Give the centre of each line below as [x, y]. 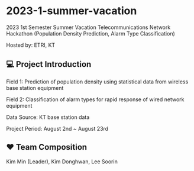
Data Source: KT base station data [48, 117]
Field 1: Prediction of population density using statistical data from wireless [97, 82]
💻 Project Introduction [49, 64]
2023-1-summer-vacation [72, 11]
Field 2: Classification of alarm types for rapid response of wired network [95, 99]
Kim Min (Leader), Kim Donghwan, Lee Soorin [62, 162]
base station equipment [35, 88]
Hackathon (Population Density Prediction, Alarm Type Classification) [91, 33]
